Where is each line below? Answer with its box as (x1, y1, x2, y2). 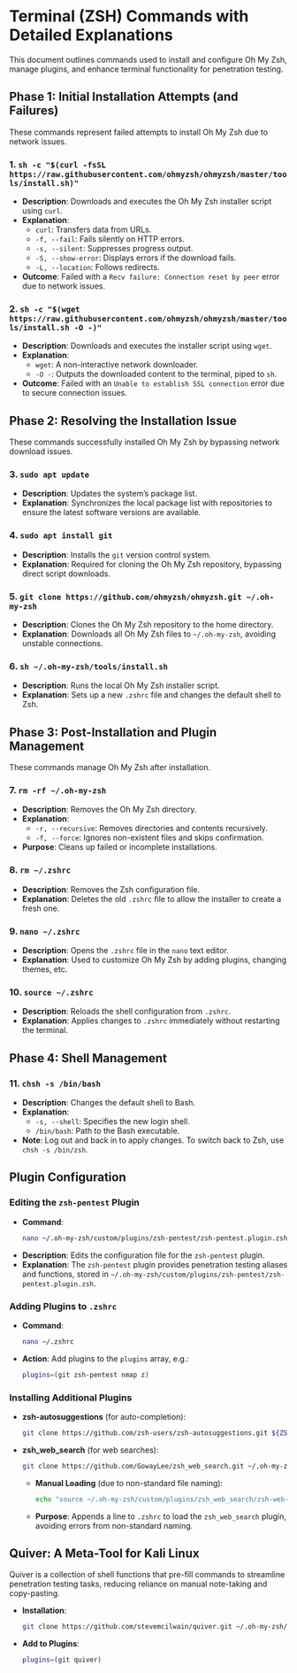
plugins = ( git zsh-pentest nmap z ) (21, 1370, 149, 1379)
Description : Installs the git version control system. (21, 549, 212, 559)
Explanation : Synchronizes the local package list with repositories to (21, 497, 272, 508)
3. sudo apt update (9, 468, 90, 481)
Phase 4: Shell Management (9, 1051, 168, 1066)
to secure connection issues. (21, 388, 128, 398)
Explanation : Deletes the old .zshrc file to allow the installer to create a (21, 893, 282, 904)
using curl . (21, 205, 64, 216)
